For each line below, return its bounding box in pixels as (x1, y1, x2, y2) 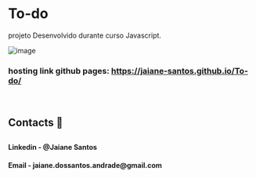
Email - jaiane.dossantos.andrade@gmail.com (8, 160, 163, 169)
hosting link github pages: (8, 65, 110, 76)
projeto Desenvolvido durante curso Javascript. (8, 31, 162, 40)
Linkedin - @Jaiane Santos (8, 143, 98, 152)
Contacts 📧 (8, 115, 63, 129)
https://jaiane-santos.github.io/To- (110, 65, 249, 76)
